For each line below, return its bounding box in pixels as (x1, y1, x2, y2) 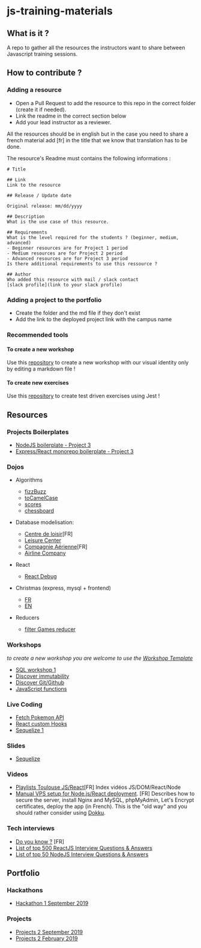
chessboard (24, 507, 55, 515)
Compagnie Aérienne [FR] (24, 543, 88, 551)
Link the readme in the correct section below (15, 112, 127, 119)
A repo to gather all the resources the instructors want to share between (7, 44, 185, 51)
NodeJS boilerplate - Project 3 (15, 441, 91, 448)
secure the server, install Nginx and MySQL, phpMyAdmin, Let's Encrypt (15, 797, 194, 804)
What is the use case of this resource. (7, 219, 110, 225)
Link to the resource (7, 182, 61, 188)
